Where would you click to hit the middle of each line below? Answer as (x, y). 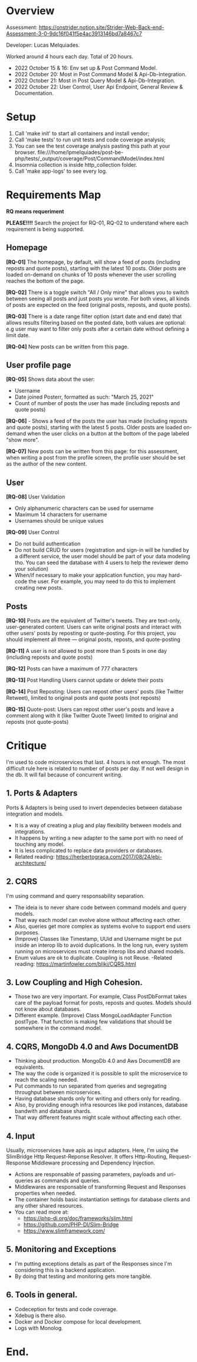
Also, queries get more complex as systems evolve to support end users (102, 926)
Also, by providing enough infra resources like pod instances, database (101, 1105)
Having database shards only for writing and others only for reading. (98, 1099)
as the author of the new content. (47, 464)
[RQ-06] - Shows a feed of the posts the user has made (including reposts (97, 421)
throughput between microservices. (58, 1092)
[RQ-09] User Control (33, 532)
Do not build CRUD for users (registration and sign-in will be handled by (102, 550)
